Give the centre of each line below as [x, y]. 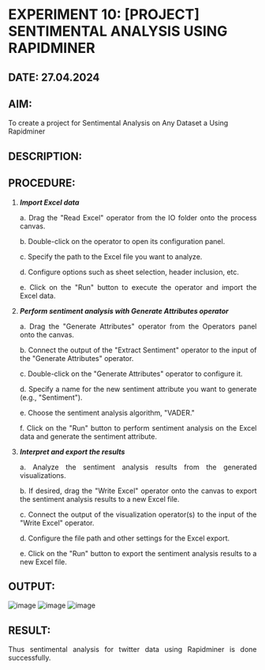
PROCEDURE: [42, 183]
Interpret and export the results [72, 451]
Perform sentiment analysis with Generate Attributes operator [124, 311]
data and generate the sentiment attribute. [88, 436]
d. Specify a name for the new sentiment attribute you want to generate [138, 389]
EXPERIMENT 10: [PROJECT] [104, 15]
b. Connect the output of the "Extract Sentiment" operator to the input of [138, 350]
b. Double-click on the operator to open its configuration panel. [122, 241]
